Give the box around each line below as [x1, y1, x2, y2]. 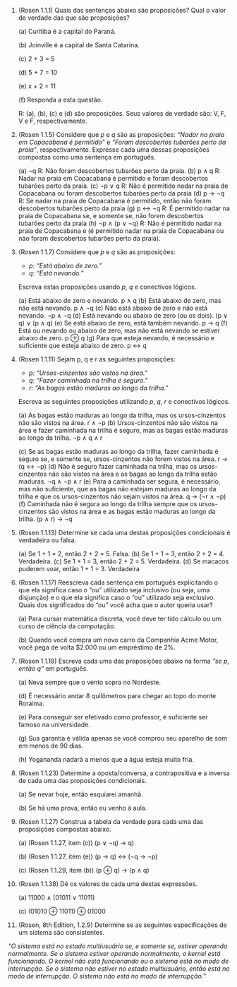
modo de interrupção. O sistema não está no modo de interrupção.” [8, 972, 207, 980]
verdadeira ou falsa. [18, 536, 77, 544]
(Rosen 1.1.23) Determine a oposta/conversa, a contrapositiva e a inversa [18, 769, 230, 777]
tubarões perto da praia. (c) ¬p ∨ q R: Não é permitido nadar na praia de [18, 181, 229, 190]
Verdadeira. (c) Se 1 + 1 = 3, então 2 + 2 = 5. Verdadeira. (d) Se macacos [18, 557, 229, 566]
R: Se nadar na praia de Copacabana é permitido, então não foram [18, 197, 212, 205]
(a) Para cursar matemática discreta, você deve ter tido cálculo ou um [18, 614, 221, 623]
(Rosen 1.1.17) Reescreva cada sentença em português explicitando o [18, 578, 218, 587]
